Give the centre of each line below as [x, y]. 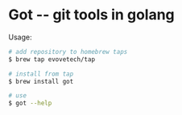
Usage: [20, 37]
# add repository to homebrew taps [68, 51]
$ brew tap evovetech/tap [52, 59]
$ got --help [30, 103]
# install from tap [41, 74]
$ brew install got [41, 81]
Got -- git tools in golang [91, 15]
